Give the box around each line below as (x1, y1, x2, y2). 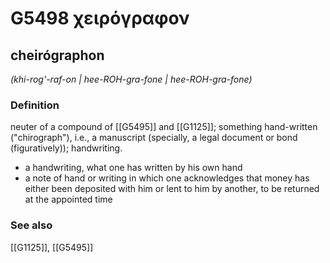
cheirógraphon (10, 47, 105, 64)
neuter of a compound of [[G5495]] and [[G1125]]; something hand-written (10, 121, 318, 133)
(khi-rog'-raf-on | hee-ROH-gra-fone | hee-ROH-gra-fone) (10, 73, 253, 85)
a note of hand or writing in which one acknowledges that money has (24, 172, 310, 184)
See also (10, 218, 53, 232)
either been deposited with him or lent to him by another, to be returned (24, 183, 320, 195)
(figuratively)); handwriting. (10, 142, 123, 154)
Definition (10, 98, 60, 112)
